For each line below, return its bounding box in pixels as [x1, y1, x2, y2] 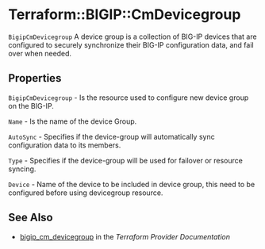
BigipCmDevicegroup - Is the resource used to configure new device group [8, 93, 249, 102]
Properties [8, 71, 62, 85]
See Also [8, 211, 53, 224]
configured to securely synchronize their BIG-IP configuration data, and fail [8, 40, 254, 49]
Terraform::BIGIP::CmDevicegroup [8, 6, 241, 24]
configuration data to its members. [8, 140, 121, 150]
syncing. [8, 164, 36, 174]
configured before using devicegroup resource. [8, 188, 163, 197]
